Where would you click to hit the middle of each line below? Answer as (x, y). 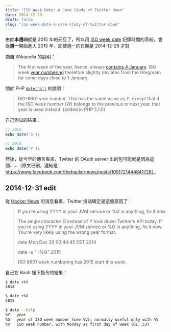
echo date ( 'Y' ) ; (22, 148)
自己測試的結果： (23, 120)
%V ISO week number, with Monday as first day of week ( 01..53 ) (77, 324)
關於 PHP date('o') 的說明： (35, 88)
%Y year (16, 315)
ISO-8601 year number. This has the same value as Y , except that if (89, 99)
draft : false (19, 19)
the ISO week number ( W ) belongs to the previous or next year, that (89, 104)
